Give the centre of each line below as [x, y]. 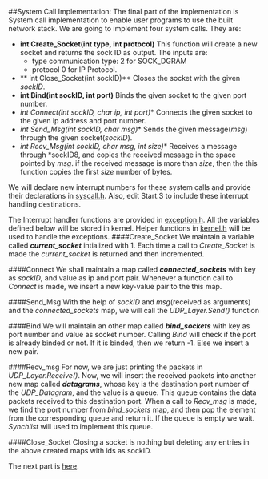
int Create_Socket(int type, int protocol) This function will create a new [138, 44]
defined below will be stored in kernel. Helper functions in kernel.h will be [129, 228]
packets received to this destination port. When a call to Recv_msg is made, [133, 401]
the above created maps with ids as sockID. [80, 451]
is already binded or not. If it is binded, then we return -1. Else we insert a [129, 343]
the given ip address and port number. [83, 121]
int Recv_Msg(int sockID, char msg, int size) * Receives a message [128, 146]
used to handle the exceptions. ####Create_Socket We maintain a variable [131, 237]
